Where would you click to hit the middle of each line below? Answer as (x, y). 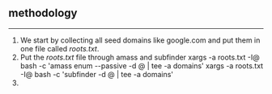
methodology (43, 13)
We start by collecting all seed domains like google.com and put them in (140, 40)
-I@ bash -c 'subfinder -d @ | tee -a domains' (97, 74)
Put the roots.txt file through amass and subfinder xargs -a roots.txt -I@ (140, 57)
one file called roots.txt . (59, 48)
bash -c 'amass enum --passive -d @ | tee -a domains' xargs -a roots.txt (142, 65)
